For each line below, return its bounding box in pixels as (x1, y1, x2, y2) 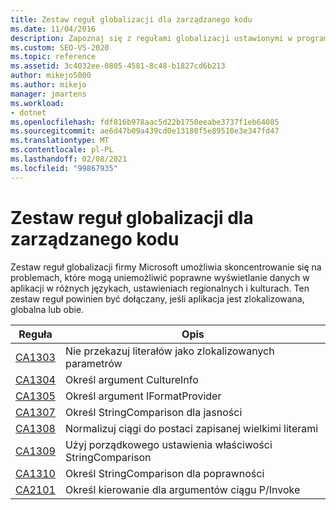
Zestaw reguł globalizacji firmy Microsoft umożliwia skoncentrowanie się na (10, 261, 322, 273)
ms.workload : (10, 98, 65, 108)
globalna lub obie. (10, 303, 85, 315)
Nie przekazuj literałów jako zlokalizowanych (64, 344, 275, 358)
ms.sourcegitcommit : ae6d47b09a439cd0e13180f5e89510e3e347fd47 (10, 126, 280, 136)
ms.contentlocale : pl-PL (10, 145, 114, 155)
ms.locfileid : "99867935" (10, 163, 118, 173)
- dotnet (10, 107, 47, 118)
